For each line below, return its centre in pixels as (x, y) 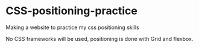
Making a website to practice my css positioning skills (72, 27)
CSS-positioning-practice (72, 11)
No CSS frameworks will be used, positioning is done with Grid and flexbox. (99, 39)
